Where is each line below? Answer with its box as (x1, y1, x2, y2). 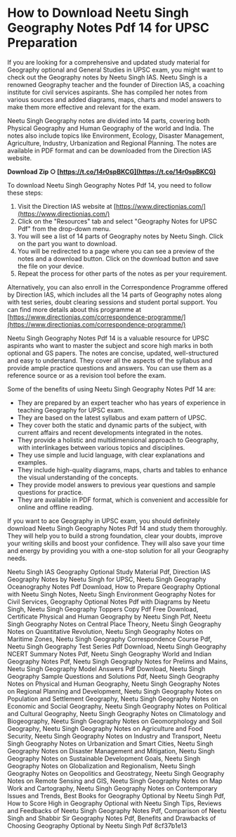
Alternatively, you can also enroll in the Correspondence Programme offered (7, 283, 228, 291)
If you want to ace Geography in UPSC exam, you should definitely (7, 517, 200, 525)
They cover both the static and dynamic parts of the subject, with (17, 420, 207, 429)
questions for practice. (17, 488, 84, 496)
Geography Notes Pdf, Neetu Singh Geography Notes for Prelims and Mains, (7, 657, 228, 666)
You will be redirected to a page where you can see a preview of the (17, 247, 215, 255)
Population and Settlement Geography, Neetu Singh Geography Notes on (7, 694, 219, 703)
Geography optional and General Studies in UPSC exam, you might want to (7, 65, 223, 74)
